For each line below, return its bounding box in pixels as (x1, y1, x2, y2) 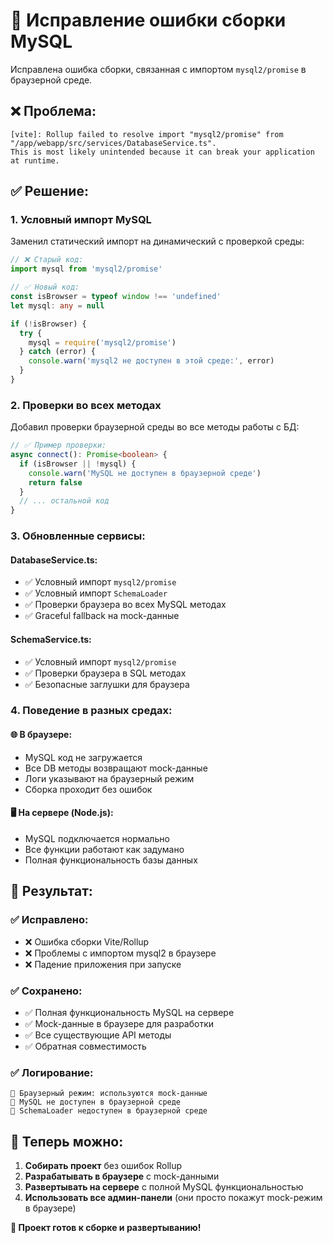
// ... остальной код (19, 496, 110, 506)
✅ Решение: (10, 183, 89, 200)
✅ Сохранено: (10, 984, 83, 998)
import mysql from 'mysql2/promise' (10, 264, 163, 274)
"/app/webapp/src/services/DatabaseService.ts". (10, 138, 217, 148)
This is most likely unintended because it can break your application (10, 147, 315, 157)
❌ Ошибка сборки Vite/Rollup (24, 935, 150, 948)
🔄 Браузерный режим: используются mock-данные (10, 1089, 208, 1099)
